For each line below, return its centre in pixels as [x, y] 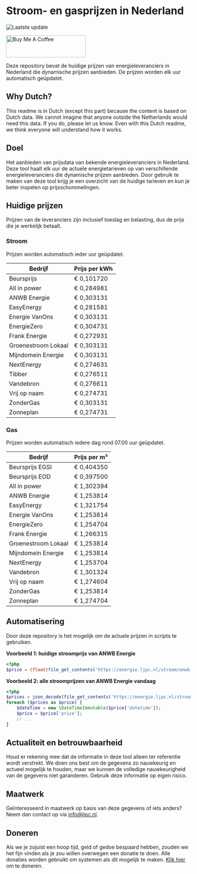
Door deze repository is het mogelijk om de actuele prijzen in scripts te [91, 635]
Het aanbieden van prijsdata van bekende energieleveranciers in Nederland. [98, 162]
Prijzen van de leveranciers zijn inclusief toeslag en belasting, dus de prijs [95, 220]
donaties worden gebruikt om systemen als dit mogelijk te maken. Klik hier [96, 860]
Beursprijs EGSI [30, 467]
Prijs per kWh [94, 269]
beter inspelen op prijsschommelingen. [53, 187]
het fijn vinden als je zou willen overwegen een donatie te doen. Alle [88, 853]
